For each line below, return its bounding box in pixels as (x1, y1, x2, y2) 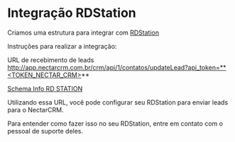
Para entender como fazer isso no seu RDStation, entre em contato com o (7, 119, 224, 128)
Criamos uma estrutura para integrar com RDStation (7, 28, 160, 37)
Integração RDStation (7, 5, 136, 21)
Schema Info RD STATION (7, 84, 83, 93)
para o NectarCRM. (7, 105, 64, 114)
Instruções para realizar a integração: (7, 42, 117, 50)
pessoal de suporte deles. (7, 126, 84, 135)
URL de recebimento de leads (7, 55, 94, 64)
